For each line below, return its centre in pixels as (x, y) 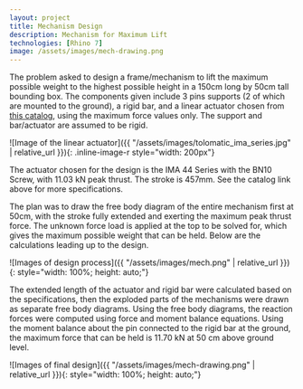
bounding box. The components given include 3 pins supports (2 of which (147, 97)
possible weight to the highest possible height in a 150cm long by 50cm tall (149, 87)
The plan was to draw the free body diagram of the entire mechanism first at (151, 207)
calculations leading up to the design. (79, 245)
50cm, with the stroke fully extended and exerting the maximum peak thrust (151, 216)
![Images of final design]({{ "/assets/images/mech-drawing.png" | (133, 365)
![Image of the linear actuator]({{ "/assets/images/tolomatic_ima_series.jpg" (150, 143)
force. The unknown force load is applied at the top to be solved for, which (148, 226)
